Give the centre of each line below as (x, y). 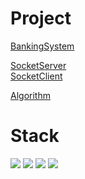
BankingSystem (42, 46)
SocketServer (38, 65)
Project (41, 18)
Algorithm (30, 95)
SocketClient (36, 76)
